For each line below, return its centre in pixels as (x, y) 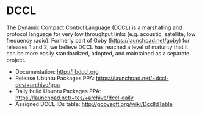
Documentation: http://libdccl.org (57, 71)
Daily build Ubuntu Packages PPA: (58, 91)
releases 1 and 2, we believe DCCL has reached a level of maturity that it (97, 47)
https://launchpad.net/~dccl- (132, 78)
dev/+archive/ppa (38, 84)
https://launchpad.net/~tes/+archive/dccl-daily (74, 98)
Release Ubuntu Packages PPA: (55, 78)
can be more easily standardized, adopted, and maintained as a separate (98, 53)
